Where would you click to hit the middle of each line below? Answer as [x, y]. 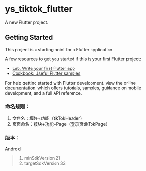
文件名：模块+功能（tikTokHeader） [48, 118]
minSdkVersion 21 [42, 158]
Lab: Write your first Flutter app [44, 68]
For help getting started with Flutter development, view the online [71, 83]
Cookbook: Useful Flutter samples [46, 73]
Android [13, 149]
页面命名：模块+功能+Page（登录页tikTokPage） [61, 124]
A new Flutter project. [27, 22]
